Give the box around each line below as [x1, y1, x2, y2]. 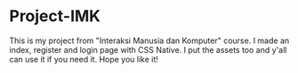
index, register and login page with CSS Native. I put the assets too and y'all [9, 44, 287, 55]
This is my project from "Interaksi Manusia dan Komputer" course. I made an [9, 35, 290, 46]
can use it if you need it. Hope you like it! [9, 54, 158, 64]
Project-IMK [9, 6, 101, 26]
